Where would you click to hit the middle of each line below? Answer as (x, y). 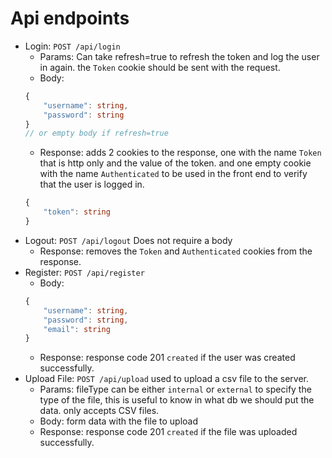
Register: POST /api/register (84, 272)
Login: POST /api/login (72, 46)
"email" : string (77, 329)
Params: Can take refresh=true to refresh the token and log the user (179, 56)
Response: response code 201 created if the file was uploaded (168, 432)
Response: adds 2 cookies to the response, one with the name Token (180, 153)
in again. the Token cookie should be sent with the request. (160, 67)
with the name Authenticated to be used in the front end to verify (173, 174)
